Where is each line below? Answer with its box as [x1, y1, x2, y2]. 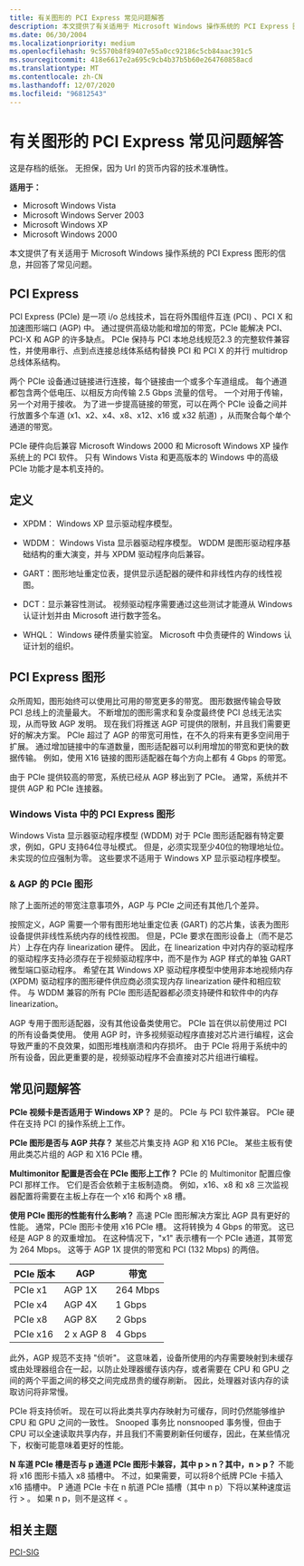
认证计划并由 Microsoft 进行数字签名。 [22, 610, 166, 622]
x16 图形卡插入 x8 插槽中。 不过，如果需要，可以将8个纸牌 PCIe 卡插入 [19, 1471, 283, 1482]
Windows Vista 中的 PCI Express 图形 [9, 807, 176, 820]
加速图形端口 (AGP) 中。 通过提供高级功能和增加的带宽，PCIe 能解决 [9, 323, 264, 334]
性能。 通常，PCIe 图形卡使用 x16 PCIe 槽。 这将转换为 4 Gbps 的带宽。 [9, 1221, 277, 1232]
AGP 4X [63, 1298, 98, 1311]
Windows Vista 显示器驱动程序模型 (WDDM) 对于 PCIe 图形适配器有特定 [9, 830, 277, 841]
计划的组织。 [30, 641, 79, 651]
